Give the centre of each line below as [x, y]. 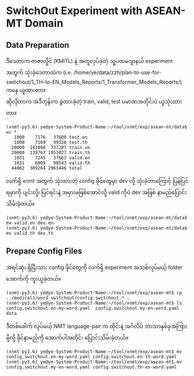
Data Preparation [38, 45]
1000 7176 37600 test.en [51, 137]
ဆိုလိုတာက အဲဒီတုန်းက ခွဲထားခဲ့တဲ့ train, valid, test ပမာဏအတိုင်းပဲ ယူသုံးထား [94, 102]
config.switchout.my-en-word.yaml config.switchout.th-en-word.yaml [91, 367]
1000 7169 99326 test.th [51, 142]
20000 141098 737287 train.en [51, 148]
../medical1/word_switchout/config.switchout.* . [68, 298]
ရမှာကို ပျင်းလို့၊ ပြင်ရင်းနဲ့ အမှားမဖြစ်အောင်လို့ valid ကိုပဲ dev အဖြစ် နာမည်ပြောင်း [97, 192]
